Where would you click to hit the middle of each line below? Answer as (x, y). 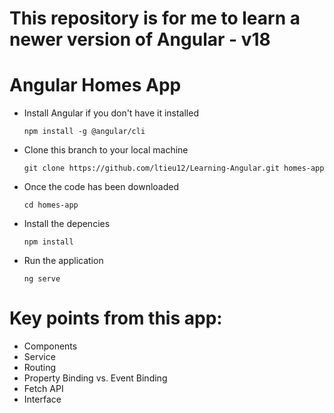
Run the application (63, 261)
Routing (40, 368)
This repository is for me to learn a (155, 18)
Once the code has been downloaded (101, 187)
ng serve (42, 279)
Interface (42, 399)
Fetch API (43, 389)
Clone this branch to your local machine (106, 150)
